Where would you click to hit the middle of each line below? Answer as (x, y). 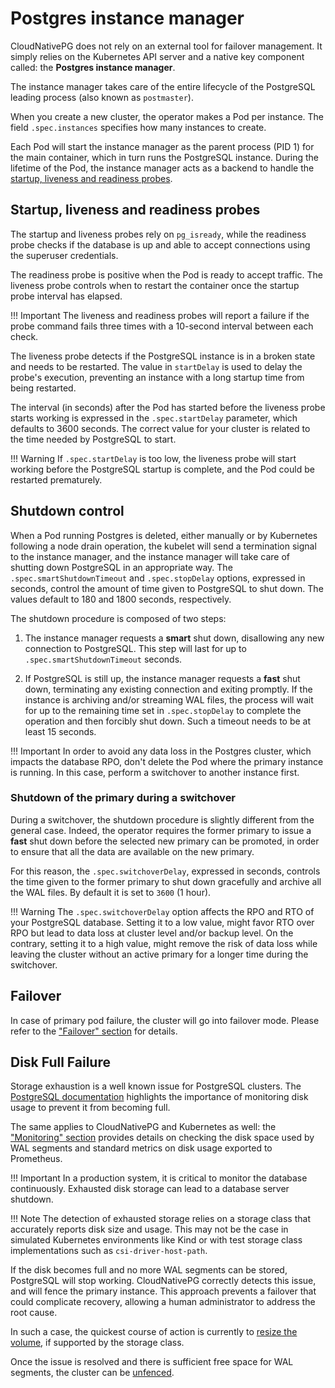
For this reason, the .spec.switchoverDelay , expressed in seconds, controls (165, 871)
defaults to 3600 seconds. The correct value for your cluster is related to (160, 428)
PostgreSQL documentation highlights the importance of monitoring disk (159, 1097)
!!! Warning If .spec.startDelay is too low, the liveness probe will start (153, 458)
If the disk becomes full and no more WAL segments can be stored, (149, 1270)
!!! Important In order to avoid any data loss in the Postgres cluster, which (161, 751)
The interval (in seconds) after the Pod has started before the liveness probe (168, 407)
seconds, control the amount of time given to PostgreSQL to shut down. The (167, 588)
